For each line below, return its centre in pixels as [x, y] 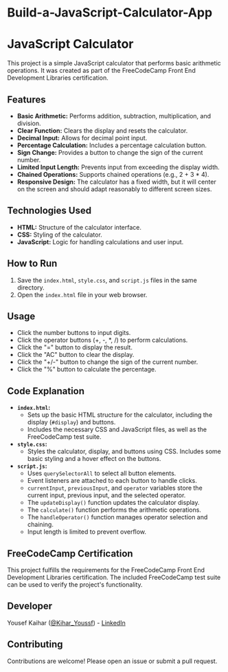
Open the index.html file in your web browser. [82, 294]
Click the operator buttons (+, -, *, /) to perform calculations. [102, 340]
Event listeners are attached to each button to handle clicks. [112, 481]
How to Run [32, 264]
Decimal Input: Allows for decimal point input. [82, 138]
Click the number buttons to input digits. [74, 333]
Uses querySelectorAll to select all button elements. [102, 473]
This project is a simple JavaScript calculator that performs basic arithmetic [114, 63]
